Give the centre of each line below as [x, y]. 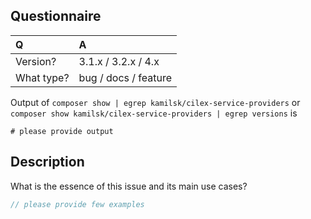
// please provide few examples [77, 204]
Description [47, 162]
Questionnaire [56, 16]
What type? [42, 77]
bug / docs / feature [125, 77]
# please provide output [62, 131]
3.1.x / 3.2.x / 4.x [119, 61]
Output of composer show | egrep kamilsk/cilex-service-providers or [155, 102]
